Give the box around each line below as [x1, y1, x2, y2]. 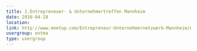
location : [6, 19, 30, 25]
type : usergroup [6, 36, 46, 42]
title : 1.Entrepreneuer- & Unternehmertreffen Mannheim [6, 8, 145, 15]
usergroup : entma [6, 30, 49, 36]
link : [6, 25, 19, 31]
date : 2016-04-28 [6, 14, 49, 20]
